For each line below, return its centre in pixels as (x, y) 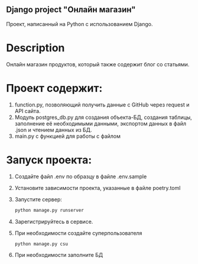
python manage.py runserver (49, 210)
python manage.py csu (41, 244)
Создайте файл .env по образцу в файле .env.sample (81, 176)
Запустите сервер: (38, 199)
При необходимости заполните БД (59, 255)
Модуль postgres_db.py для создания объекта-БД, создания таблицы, (103, 117)
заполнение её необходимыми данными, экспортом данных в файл (100, 123)
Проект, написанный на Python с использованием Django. (79, 24)
